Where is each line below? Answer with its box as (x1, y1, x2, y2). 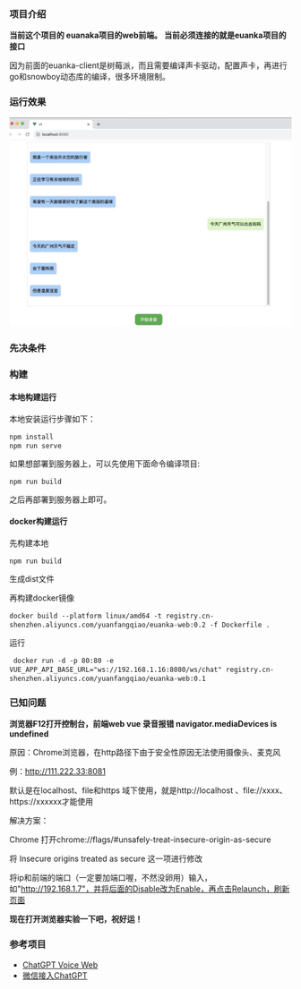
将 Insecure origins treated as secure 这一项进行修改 (9, 853, 203, 865)
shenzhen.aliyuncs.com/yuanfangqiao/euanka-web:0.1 (9, 674, 206, 683)
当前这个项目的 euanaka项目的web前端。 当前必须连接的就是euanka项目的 (9, 30, 287, 41)
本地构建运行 (9, 392, 56, 403)
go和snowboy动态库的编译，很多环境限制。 (9, 72, 170, 82)
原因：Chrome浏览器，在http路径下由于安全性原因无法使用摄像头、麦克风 (9, 747, 281, 758)
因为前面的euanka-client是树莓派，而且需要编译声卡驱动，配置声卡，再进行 (9, 60, 288, 71)
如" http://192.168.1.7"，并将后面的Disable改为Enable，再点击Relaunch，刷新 (9, 883, 290, 894)
